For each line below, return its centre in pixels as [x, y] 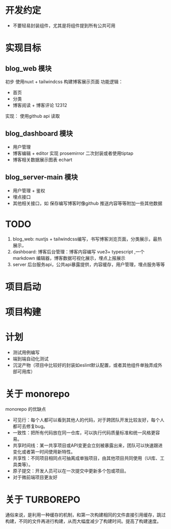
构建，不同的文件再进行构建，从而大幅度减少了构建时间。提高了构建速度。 [83, 521]
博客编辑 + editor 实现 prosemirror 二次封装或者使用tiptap [73, 153]
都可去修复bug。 [30, 426]
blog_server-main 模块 [41, 177]
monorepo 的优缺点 [26, 409]
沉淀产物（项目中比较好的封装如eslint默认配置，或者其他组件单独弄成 [85, 365]
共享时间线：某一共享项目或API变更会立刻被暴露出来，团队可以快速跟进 [88, 445]
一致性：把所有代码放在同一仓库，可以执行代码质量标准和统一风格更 [84, 432]
